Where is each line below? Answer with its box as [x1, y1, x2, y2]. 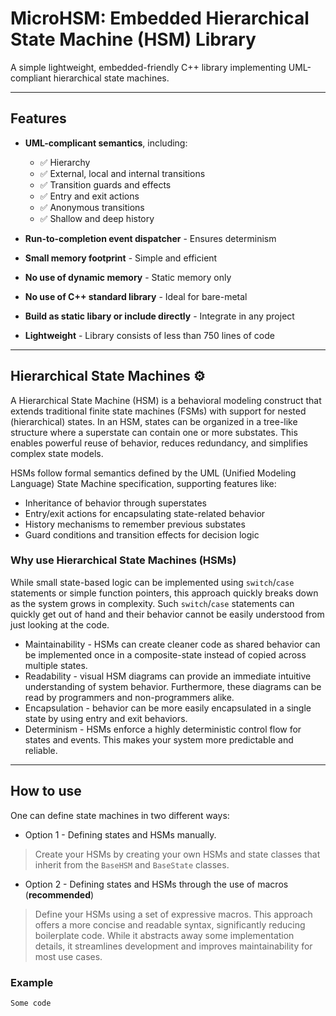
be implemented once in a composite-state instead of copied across [24, 648, 307, 661]
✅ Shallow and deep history [39, 212, 155, 224]
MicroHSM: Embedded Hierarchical [10, 7, 310, 30]
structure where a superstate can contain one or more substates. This [10, 426, 298, 438]
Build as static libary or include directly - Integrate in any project [24, 310, 295, 322]
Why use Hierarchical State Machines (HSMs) [10, 553, 237, 567]
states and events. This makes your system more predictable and [24, 733, 294, 746]
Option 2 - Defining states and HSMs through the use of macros [24, 878, 289, 890]
